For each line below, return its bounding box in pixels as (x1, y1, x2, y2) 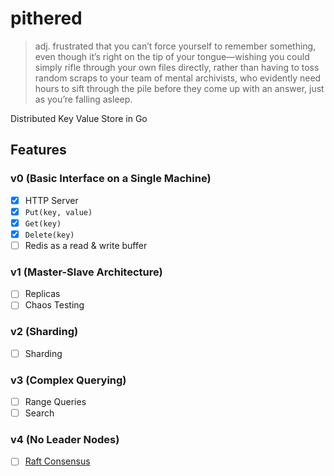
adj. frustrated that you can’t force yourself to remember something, (34, 40, 317, 52)
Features (10, 142, 67, 159)
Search (24, 407, 55, 419)
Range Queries (24, 396, 87, 408)
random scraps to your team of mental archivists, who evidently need (34, 72, 322, 84)
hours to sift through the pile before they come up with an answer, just (34, 82, 325, 94)
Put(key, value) (24, 207, 93, 217)
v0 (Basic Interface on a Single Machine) (10, 172, 212, 186)
